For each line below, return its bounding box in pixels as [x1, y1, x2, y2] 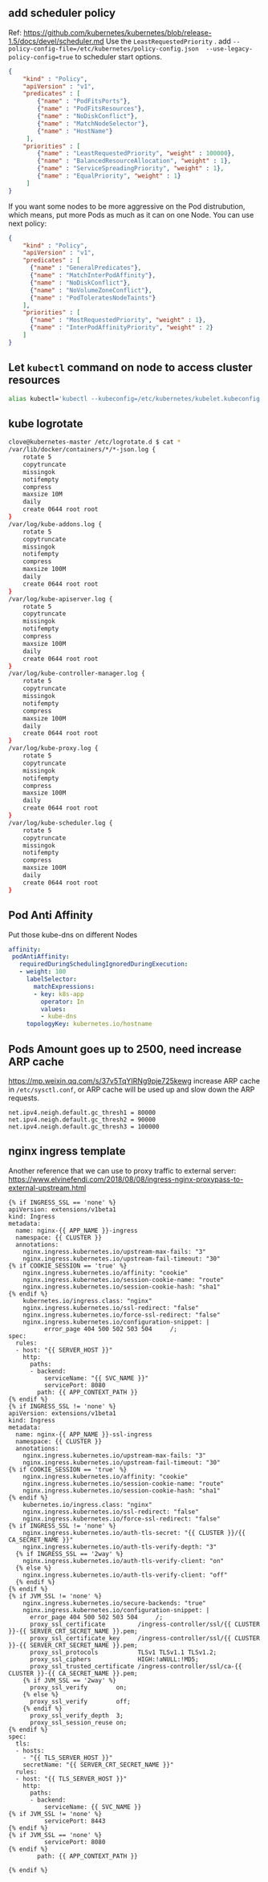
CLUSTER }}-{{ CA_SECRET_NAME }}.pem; [8, 1669, 138, 1677]
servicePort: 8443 [43, 1817, 106, 1825]
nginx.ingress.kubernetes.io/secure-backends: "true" [22, 1598, 206, 1607]
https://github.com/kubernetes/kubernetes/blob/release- [23, 27, 213, 37]
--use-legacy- [205, 44, 253, 53]
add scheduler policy [8, 6, 116, 20]
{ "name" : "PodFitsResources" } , [37, 104, 146, 113]
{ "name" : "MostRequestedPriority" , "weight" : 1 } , [29, 316, 206, 325]
